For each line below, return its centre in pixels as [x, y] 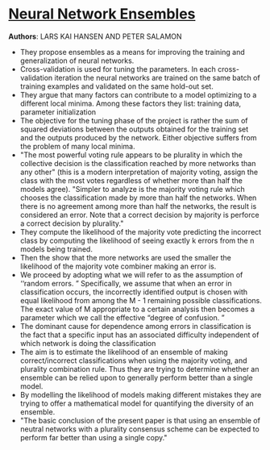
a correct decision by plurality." [72, 223]
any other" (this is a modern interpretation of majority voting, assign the [139, 172]
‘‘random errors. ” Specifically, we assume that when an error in [126, 283]
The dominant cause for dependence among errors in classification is [135, 326]
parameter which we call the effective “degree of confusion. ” [122, 317]
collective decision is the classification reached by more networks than [138, 163]
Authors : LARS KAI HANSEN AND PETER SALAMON [96, 36]
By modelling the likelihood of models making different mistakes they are [141, 394]
